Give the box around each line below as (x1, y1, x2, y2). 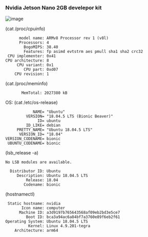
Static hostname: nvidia (7, 201, 60, 206)
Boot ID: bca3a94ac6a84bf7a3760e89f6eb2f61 (26, 214, 120, 220)
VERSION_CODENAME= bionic (5, 136, 60, 142)
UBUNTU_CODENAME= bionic (7, 141, 60, 146)
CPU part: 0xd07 (24, 67, 58, 72)
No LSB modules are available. (5, 160, 72, 165)
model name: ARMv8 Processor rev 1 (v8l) (18, 35, 109, 41)
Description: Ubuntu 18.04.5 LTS (16, 173, 88, 179)
